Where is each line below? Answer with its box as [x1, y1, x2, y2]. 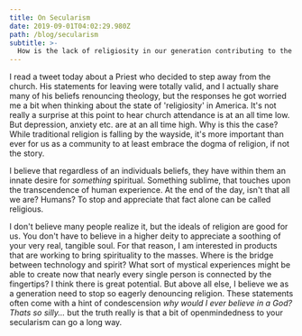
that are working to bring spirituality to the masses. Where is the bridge [9, 250, 274, 261]
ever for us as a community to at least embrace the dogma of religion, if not [9, 139, 290, 150]
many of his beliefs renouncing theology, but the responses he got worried [9, 91, 287, 102]
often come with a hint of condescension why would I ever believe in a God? [9, 298, 293, 309]
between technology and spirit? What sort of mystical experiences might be [9, 259, 291, 270]
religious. [9, 204, 44, 214]
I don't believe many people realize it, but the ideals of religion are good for [9, 222, 288, 232]
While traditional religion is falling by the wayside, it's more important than [9, 129, 284, 140]
